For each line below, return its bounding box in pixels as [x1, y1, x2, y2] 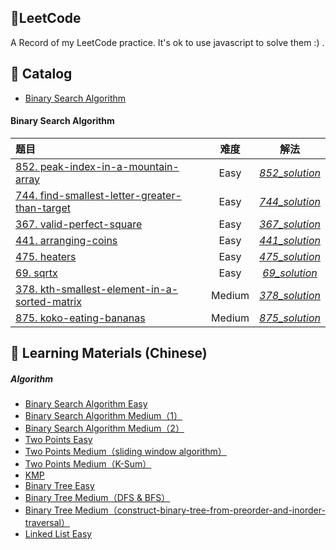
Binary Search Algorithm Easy [24, 398, 148, 410]
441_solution [259, 233, 321, 247]
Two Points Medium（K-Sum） [24, 458, 152, 470]
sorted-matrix [15, 294, 82, 308]
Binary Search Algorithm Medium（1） [24, 410, 183, 422]
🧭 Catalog [10, 66, 73, 83]
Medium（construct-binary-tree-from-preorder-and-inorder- [74, 504, 326, 516]
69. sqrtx [15, 266, 58, 280]
